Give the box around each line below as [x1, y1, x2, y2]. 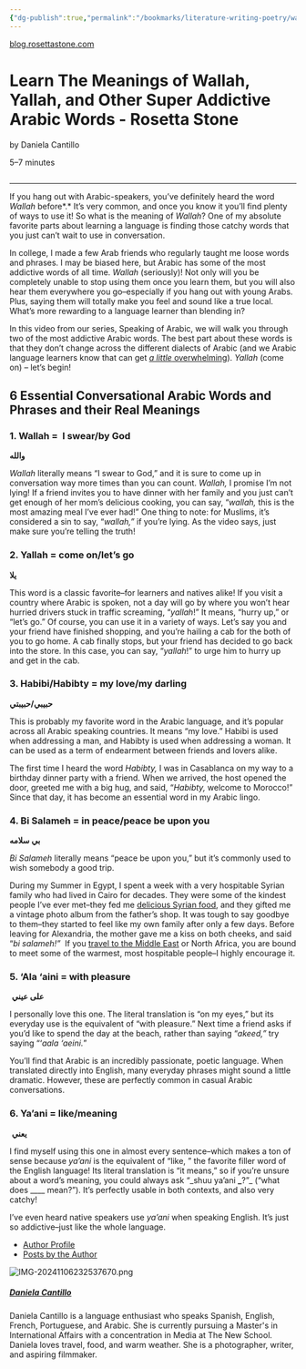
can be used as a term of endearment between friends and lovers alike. [9, 744, 278, 756]
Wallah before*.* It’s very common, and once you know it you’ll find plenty [9, 200, 288, 211]
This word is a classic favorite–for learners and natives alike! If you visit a [9, 587, 283, 598]
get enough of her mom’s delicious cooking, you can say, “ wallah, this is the [9, 497, 295, 508]
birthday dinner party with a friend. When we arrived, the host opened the [9, 771, 287, 783]
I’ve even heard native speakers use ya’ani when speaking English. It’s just [9, 1211, 290, 1222]
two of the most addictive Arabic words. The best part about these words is [9, 332, 293, 343]
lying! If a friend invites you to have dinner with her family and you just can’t [9, 487, 294, 498]
